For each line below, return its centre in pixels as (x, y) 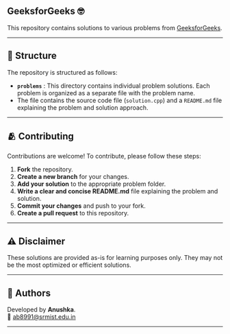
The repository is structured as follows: (62, 72)
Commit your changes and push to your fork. (81, 206)
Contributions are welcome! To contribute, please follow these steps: (104, 156)
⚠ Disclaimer (36, 241)
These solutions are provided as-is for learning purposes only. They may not (115, 258)
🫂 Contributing (40, 136)
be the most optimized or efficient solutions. (69, 265)
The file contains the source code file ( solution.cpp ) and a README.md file (119, 100)
